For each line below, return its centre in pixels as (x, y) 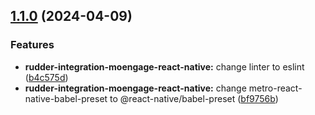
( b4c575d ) (46, 77)
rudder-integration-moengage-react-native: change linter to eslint (164, 66)
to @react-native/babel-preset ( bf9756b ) (194, 98)
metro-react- (275, 88)
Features (32, 45)
